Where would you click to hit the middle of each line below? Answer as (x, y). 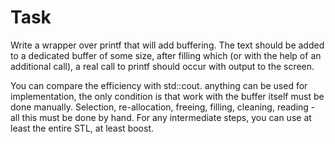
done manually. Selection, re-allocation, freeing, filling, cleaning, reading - (163, 107)
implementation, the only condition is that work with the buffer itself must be (167, 96)
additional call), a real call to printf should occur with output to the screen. (162, 66)
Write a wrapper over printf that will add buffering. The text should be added (167, 45)
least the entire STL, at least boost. (82, 128)
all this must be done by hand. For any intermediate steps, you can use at (161, 117)
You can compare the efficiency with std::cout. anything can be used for (159, 85)
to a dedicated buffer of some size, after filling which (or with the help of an (166, 55)
